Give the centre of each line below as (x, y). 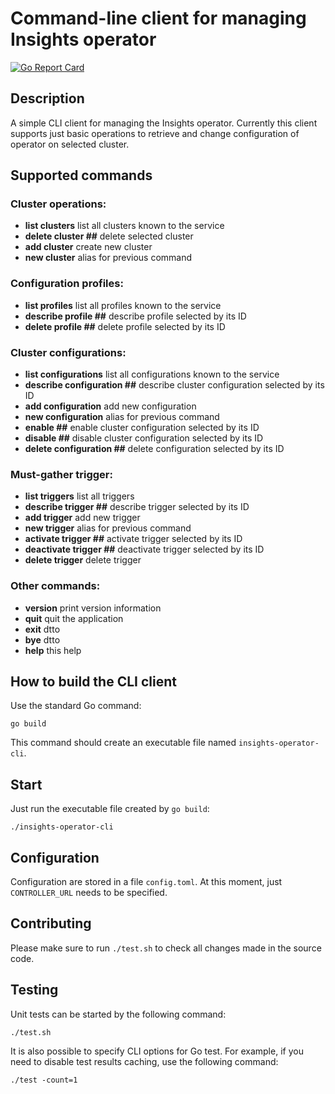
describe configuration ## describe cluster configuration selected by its (174, 385)
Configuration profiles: (67, 284)
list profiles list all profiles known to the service (123, 305)
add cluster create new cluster (88, 247)
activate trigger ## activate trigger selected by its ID (133, 539)
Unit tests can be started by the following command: (118, 1014)
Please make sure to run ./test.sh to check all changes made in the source (166, 948)
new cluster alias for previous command (108, 258)
